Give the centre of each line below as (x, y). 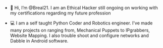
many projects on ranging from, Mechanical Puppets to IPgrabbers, (80, 30)
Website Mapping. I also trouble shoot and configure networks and (79, 35)
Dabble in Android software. (39, 41)
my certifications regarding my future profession (60, 13)
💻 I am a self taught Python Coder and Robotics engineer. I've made (81, 23)
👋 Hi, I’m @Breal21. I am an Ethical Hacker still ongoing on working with (84, 8)
